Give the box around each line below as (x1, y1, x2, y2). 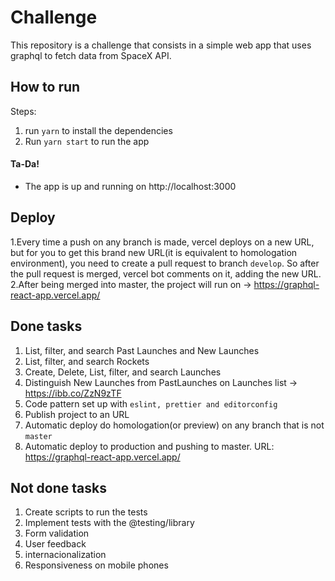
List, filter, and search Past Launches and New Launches (24, 344, 260, 356)
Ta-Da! (10, 158, 40, 170)
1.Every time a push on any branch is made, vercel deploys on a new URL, (10, 236, 315, 248)
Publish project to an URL (24, 408, 130, 420)
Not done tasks (10, 479, 107, 496)
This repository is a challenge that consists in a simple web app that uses (10, 39, 312, 51)
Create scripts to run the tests (24, 506, 148, 518)
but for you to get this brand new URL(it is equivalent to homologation (10, 246, 298, 258)
